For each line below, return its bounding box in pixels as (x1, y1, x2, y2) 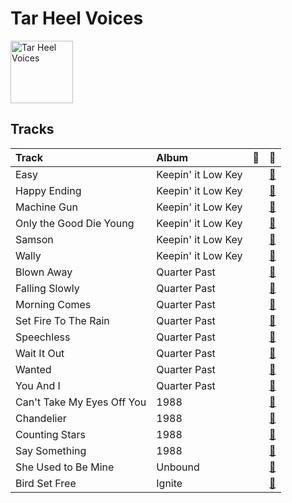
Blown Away (15, 265, 73, 279)
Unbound (156, 460, 200, 474)
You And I (15, 378, 61, 392)
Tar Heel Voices (10, 7, 144, 30)
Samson (15, 232, 54, 246)
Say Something (15, 443, 87, 457)
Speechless (15, 330, 71, 344)
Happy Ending (15, 183, 82, 197)
